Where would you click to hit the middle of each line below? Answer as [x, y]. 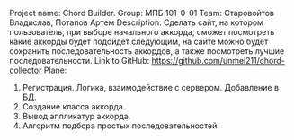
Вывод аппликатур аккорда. [76, 116]
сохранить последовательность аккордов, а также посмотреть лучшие [147, 51]
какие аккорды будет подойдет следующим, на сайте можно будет [139, 41]
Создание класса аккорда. [74, 106]
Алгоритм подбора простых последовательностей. [121, 126]
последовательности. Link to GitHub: [80, 61]
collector [26, 70]
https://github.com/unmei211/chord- [218, 61]
